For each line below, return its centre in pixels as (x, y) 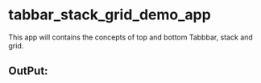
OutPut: (28, 71)
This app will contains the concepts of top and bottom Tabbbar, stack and (131, 37)
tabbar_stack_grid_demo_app (110, 15)
